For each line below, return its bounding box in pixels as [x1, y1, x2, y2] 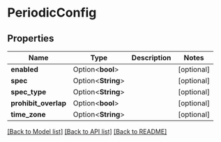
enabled [10, 64, 38, 74]
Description [131, 53, 172, 62]
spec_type [10, 87, 47, 96]
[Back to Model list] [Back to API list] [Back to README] [7, 127, 167, 136]
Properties [7, 33, 54, 44]
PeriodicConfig [7, 5, 97, 21]
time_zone [10, 109, 47, 119]
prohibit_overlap [10, 98, 67, 108]
